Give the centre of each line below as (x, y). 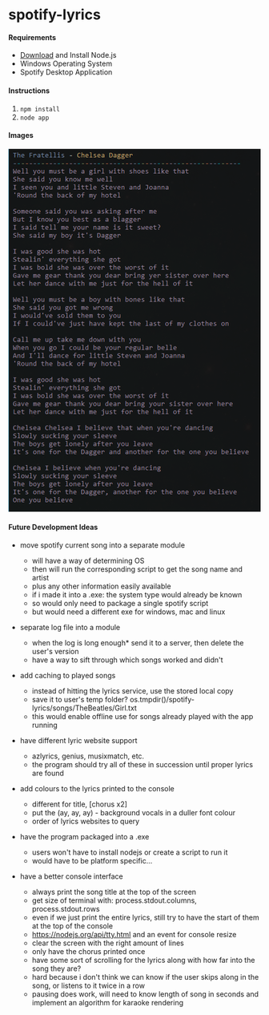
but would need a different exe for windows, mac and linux (128, 612)
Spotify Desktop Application (66, 72)
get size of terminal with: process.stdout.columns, (114, 900)
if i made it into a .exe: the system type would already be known (137, 594)
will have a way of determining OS (88, 560)
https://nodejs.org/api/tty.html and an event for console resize (134, 934)
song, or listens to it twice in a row (88, 985)
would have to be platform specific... (92, 861)
